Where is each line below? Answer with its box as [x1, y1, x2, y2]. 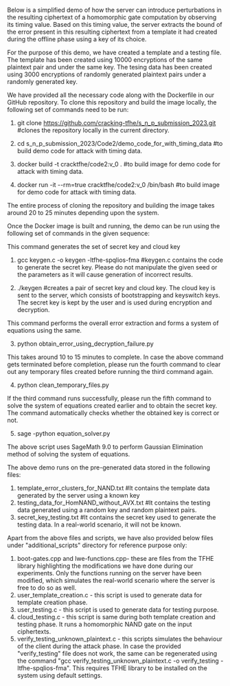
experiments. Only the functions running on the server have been [16, 569, 202, 577]
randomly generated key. [7, 78, 78, 85]
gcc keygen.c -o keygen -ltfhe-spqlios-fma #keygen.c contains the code [16, 256, 223, 264]
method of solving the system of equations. [7, 450, 130, 458]
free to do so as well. [16, 584, 77, 592]
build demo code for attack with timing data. [16, 147, 143, 155]
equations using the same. [7, 327, 82, 334]
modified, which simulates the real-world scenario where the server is [16, 577, 216, 584]
